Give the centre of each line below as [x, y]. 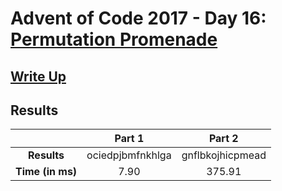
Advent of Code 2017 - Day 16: [138, 18]
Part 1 [129, 139]
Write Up [38, 76]
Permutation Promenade [114, 39]
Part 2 [223, 139]
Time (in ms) [46, 172]
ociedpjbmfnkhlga [129, 155]
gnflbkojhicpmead [224, 155]
